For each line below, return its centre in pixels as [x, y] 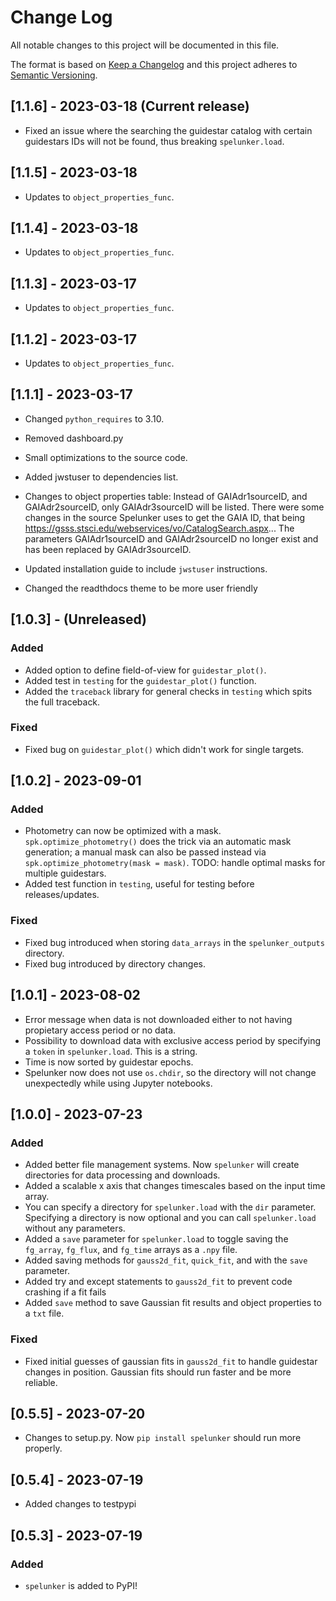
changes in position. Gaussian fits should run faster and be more [158, 1372]
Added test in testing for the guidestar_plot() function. [140, 680]
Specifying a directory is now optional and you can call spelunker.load [170, 1218]
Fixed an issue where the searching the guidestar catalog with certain [168, 130]
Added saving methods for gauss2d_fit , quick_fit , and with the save [166, 1260]
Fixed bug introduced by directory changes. [115, 963]
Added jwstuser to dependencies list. [101, 477]
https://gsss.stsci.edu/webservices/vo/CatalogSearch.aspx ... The [159, 528]
